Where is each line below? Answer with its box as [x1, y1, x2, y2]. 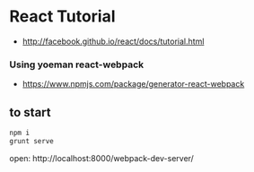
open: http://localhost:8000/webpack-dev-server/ [9, 152, 195, 163]
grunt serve [9, 136, 54, 145]
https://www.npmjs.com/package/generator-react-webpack [22, 79, 245, 90]
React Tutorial [9, 6, 116, 27]
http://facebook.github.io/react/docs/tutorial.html [22, 36, 205, 47]
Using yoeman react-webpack [9, 58, 145, 71]
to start [9, 105, 51, 120]
